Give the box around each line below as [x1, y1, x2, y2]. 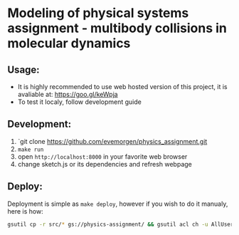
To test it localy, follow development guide [17, 98, 142, 106]
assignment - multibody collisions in [7, 20, 228, 36]
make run [17, 146, 44, 153]
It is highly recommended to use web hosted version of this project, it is [17, 83, 228, 90]
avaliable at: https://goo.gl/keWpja [17, 90, 119, 98]
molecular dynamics [7, 36, 131, 51]
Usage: [7, 63, 41, 75]
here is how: [7, 207, 44, 215]
